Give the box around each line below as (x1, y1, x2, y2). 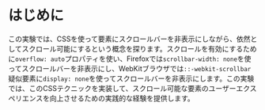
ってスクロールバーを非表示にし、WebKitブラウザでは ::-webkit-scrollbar (8, 63, 252, 73)
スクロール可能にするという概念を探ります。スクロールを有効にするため (21, 44, 257, 53)
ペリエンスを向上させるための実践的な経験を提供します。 (8, 93, 195, 103)
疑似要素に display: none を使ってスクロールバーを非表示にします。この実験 (8, 74, 255, 83)
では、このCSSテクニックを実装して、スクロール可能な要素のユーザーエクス (8, 83, 257, 93)
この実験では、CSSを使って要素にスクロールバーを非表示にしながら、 (8, 34, 237, 44)
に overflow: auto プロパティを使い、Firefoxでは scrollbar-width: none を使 (8, 54, 252, 63)
